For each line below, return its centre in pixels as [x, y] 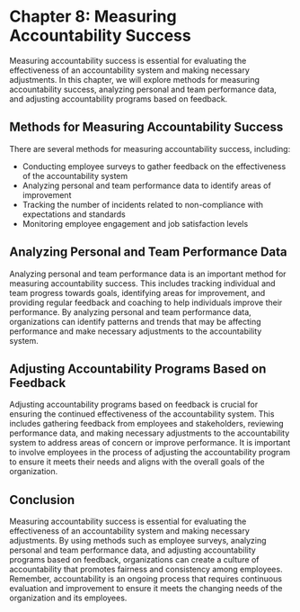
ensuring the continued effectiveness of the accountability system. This [142, 414]
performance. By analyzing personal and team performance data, [130, 311]
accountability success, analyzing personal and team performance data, [143, 89]
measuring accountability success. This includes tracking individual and [142, 283]
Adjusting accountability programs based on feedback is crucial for [134, 405]
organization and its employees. [68, 598]
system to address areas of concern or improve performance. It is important [150, 443]
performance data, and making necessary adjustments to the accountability [150, 433]
